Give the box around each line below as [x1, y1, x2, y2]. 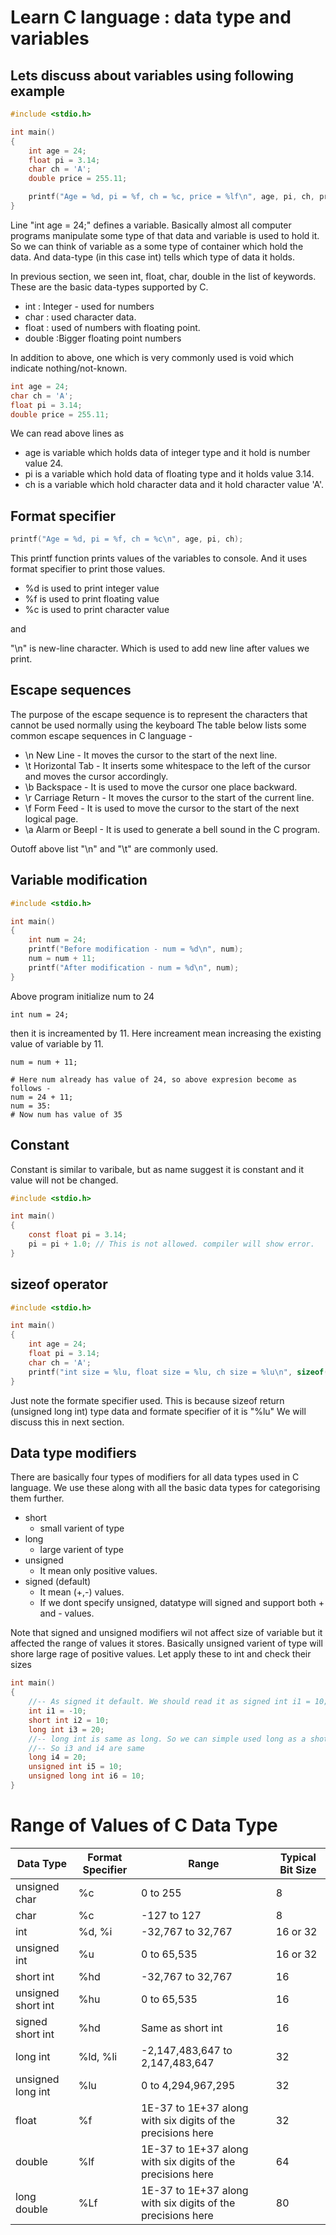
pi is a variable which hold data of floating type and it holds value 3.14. [24, 468, 315, 480]
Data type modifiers [10, 1444, 137, 1461]
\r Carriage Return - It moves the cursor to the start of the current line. [24, 791, 315, 803]
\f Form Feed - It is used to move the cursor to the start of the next [24, 802, 300, 814]
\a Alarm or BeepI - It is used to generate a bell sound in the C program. [24, 823, 320, 835]
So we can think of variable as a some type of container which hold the [10, 240, 304, 252]
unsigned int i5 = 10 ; [28, 1762, 123, 1772]
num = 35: [10, 1101, 52, 1111]
